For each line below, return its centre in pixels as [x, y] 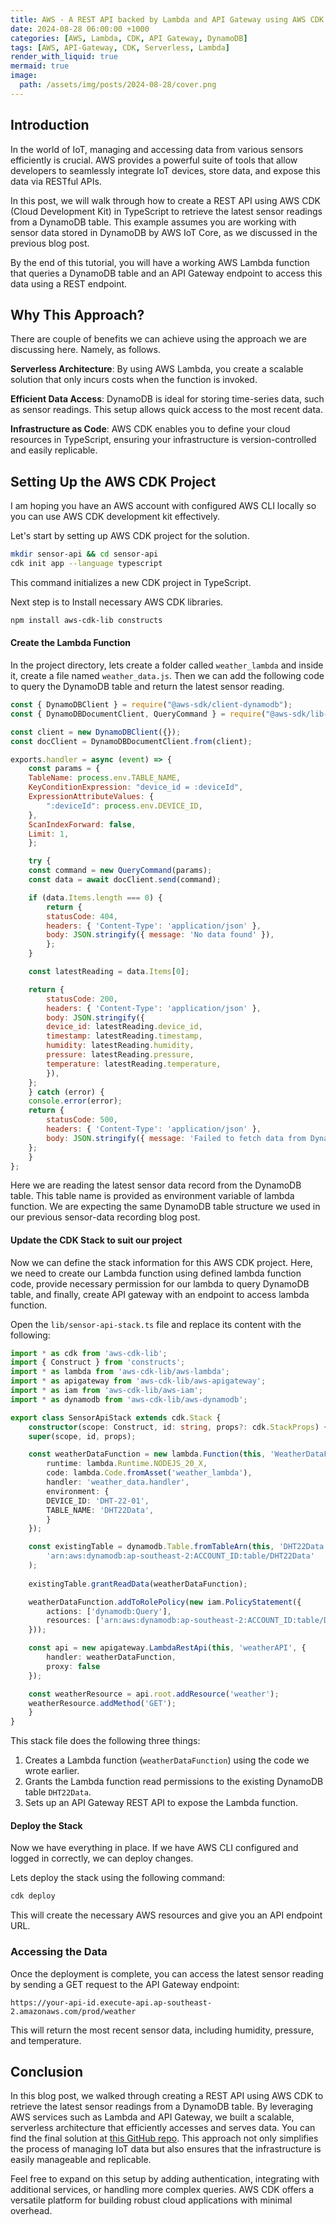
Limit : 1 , [49, 834]
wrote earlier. [52, 1771]
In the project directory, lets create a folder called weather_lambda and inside [167, 665]
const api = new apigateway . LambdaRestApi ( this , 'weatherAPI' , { [167, 1648]
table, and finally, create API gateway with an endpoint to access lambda [160, 1294]
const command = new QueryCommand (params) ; [120, 871]
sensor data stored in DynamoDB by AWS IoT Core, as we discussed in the [164, 232]
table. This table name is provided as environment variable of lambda [152, 1196]
